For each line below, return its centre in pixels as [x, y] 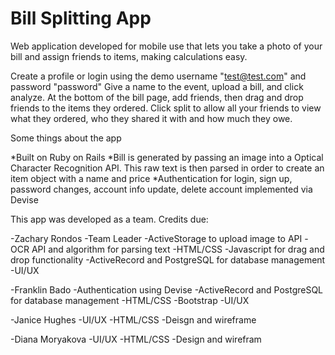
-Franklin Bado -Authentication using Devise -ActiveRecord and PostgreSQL [167, 289]
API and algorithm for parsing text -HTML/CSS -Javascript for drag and [178, 249]
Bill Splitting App [81, 18]
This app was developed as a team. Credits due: [109, 219]
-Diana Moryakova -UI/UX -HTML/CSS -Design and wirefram [136, 339]
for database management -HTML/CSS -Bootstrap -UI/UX [130, 300]
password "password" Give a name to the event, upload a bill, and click [157, 86]
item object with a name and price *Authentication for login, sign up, [151, 178]
